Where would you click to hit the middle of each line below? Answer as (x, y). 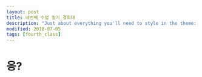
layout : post (23, 12)
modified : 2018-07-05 (34, 29)
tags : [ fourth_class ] (34, 35)
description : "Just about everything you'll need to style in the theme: (102, 23)
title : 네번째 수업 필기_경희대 (41, 18)
